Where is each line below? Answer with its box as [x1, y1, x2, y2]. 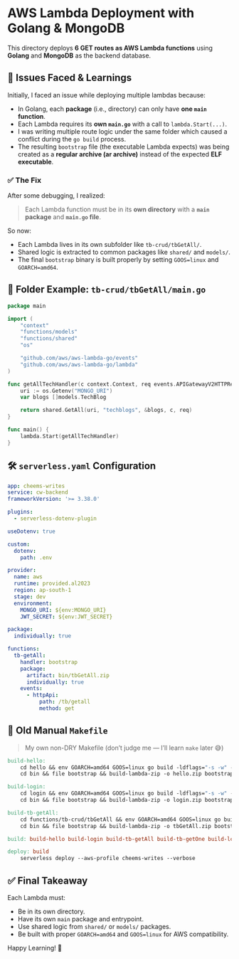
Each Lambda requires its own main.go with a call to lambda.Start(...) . [17, 120, 228, 128]
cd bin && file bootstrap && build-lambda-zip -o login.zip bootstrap [20, 797, 234, 804]
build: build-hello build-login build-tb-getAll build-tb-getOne [7, 835, 205, 842]
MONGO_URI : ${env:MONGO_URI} [20, 606, 107, 613]
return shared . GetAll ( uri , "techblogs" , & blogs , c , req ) [20, 407, 193, 414]
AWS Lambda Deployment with [7, 5, 194, 21]
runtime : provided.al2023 [14, 580, 91, 588]
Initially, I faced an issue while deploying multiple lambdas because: [7, 90, 206, 99]
